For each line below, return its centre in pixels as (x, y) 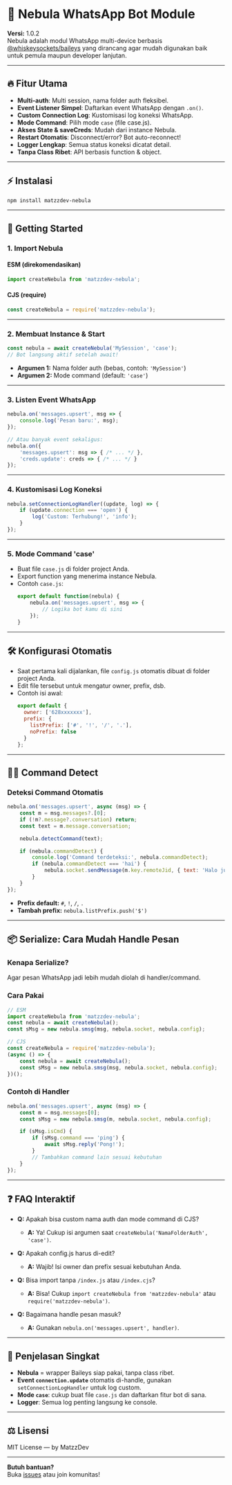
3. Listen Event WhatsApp (52, 400)
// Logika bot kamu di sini (83, 609)
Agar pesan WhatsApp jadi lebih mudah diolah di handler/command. (104, 978)
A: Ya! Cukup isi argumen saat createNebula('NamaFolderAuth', (118, 1233)
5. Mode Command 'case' (51, 553)
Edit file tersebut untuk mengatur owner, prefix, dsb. (91, 686)
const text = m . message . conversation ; (75, 826)
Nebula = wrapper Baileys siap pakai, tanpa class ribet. (96, 1373)
